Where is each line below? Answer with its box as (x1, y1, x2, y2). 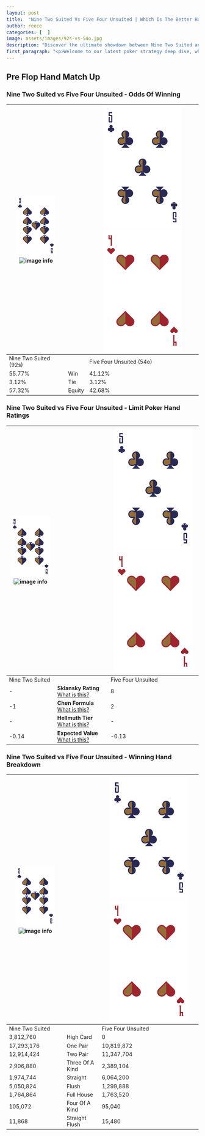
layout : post (6, 10, 40, 16)
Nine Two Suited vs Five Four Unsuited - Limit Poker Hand (6, 404, 181, 412)
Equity (68, 387, 84, 394)
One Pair (67, 1042, 88, 1049)
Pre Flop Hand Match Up (6, 72, 101, 82)
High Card (67, 1033, 93, 1041)
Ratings (6, 411, 30, 420)
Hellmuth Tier (57, 715, 93, 722)
